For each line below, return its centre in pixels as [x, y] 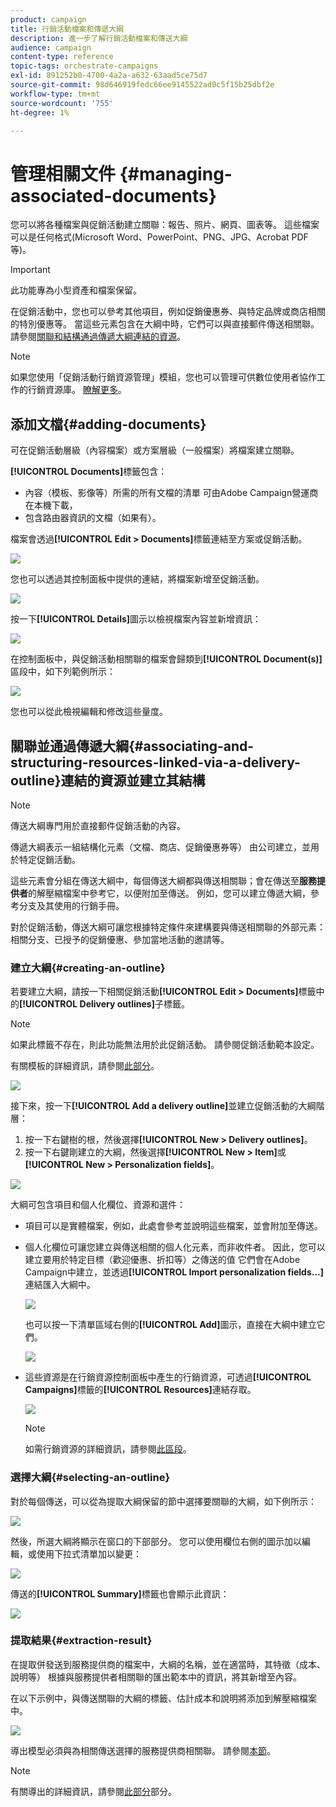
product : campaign [48, 19]
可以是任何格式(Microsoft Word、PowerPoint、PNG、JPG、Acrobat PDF [159, 237]
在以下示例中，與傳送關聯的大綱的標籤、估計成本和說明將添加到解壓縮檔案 [163, 1698]
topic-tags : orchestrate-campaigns [84, 66]
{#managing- [176, 173]
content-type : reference [62, 57]
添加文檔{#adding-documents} [108, 424]
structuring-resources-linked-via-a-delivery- [155, 762]
